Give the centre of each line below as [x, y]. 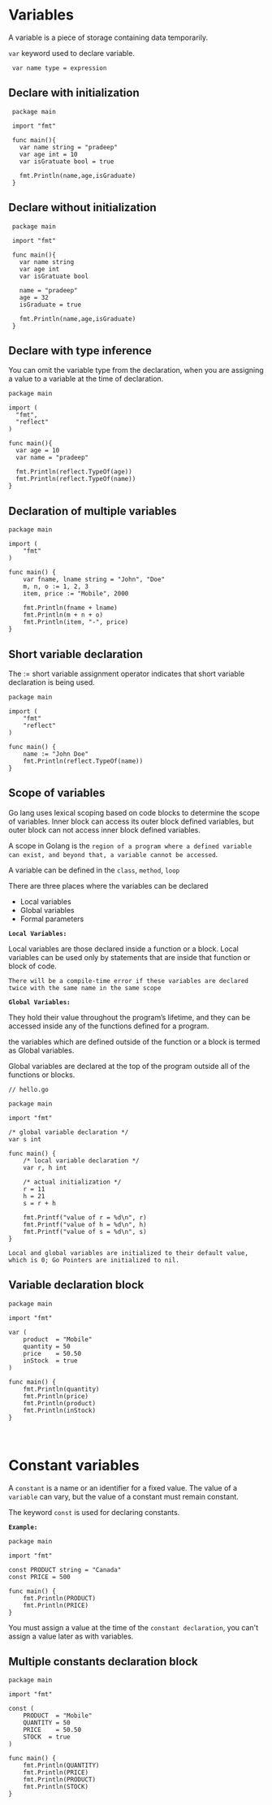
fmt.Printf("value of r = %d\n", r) [85, 1217]
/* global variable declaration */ [69, 1132]
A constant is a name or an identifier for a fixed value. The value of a [123, 1487]
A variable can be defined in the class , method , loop [94, 870]
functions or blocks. [42, 1075]
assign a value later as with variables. [71, 1636]
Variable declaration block [76, 1285]
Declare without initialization [82, 208]
